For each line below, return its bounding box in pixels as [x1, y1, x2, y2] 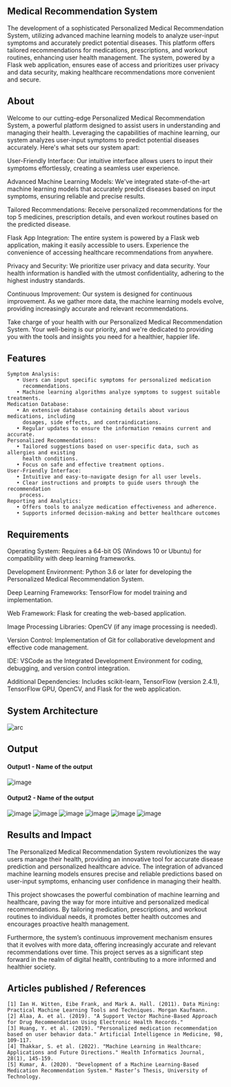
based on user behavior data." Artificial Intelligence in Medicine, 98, [7, 1031, 224, 1038]
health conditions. [22, 456, 79, 463]
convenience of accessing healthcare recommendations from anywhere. [7, 248, 214, 257]
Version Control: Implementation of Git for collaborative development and [7, 636, 215, 644]
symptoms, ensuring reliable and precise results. [7, 192, 145, 200]
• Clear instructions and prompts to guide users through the [16, 480, 199, 487]
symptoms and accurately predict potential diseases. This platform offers [7, 38, 215, 47]
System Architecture [7, 705, 99, 716]
